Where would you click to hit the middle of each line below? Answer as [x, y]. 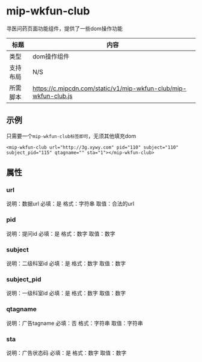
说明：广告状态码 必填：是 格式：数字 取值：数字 [66, 352]
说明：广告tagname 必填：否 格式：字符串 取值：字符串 [75, 323]
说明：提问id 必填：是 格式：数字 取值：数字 [61, 233]
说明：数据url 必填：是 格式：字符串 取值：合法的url [70, 204]
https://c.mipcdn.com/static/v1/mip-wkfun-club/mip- [110, 88]
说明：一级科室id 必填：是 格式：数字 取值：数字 [66, 293]
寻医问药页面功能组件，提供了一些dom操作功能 [65, 28]
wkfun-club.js [53, 96]
